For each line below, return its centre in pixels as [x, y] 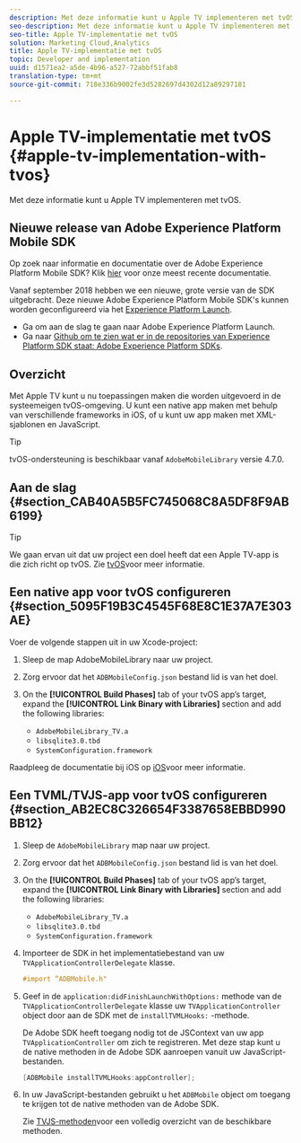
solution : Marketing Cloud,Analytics [80, 43]
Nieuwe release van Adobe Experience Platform [145, 228]
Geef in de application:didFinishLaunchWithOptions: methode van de [152, 996]
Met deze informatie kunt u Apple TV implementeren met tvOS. [125, 199]
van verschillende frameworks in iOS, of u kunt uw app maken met [132, 415]
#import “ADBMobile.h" [64, 979]
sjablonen [27, 425]
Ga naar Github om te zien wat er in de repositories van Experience [146, 337]
